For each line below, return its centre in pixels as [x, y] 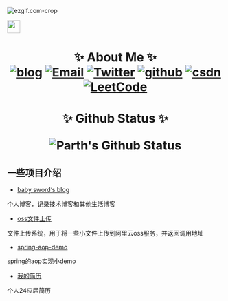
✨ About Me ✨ [115, 58]
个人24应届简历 [29, 291]
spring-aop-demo [42, 247]
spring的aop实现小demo [42, 261]
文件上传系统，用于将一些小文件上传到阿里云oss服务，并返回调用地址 [105, 233]
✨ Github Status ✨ [115, 119]
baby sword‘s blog [43, 190]
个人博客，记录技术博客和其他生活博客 [61, 204]
